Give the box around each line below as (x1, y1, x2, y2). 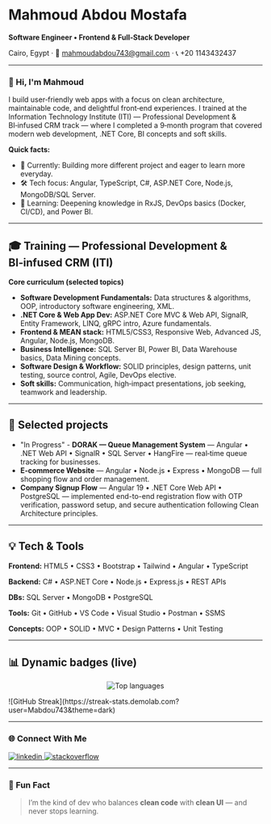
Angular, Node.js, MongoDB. (19, 336, 115, 345)
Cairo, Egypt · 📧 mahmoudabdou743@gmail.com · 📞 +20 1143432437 (8, 48, 236, 57)
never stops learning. (27, 806, 99, 816)
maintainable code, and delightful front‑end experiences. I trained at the (8, 104, 248, 113)
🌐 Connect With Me (8, 733, 87, 745)
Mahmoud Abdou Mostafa (8, 6, 188, 24)
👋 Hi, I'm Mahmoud (8, 76, 85, 87)
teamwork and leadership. (19, 387, 107, 397)
